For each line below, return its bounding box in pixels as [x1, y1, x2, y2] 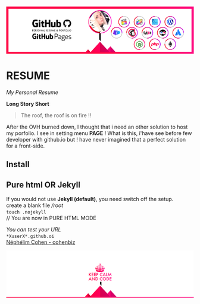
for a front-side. [6, 142, 45, 149]
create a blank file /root [6, 202, 64, 209]
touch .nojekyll [6, 209, 46, 215]
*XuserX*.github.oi [6, 233, 55, 240]
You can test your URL [6, 226, 61, 233]
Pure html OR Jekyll [6, 180, 80, 190]
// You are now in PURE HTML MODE [6, 215, 97, 222]
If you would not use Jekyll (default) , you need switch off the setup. [6, 196, 174, 203]
